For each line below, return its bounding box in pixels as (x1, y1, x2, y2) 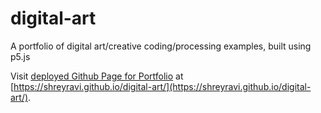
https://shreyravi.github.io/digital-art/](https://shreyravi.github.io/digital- (13, 80, 312, 92)
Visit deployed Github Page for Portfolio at (10, 70, 184, 82)
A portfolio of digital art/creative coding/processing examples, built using (10, 40, 312, 52)
